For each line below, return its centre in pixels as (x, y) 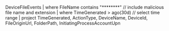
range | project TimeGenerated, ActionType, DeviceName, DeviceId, (76, 18)
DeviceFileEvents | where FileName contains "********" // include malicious (85, 7)
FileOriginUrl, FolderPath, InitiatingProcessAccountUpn (63, 23)
